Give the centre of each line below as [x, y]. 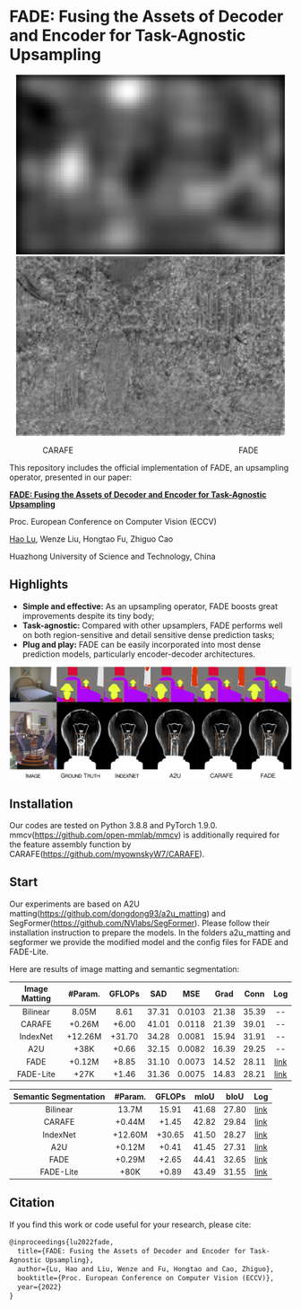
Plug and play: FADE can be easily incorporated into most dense [142, 644]
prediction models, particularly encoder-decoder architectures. [138, 654]
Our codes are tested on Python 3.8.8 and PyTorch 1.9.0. [113, 826]
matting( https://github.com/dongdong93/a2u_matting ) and [117, 913]
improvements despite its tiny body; [88, 615]
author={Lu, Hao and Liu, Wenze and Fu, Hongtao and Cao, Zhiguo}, [146, 1269]
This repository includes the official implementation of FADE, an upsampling [149, 467]
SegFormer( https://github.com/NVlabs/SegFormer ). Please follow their [140, 923]
